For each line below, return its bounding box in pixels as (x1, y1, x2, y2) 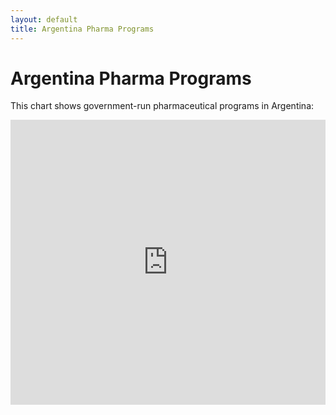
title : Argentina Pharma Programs (10, 24, 155, 34)
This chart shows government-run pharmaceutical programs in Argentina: (10, 100, 315, 112)
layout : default (10, 14, 78, 25)
